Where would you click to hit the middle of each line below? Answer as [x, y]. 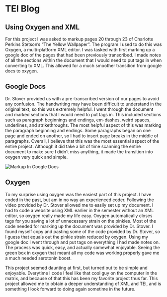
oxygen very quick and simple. [37, 157]
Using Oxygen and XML [42, 27]
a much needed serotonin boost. [39, 258]
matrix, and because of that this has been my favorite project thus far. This [82, 278]
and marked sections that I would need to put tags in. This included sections [83, 114]
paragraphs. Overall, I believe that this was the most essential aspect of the [82, 141]
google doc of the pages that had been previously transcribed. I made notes [83, 55]
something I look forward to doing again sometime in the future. [70, 289]
